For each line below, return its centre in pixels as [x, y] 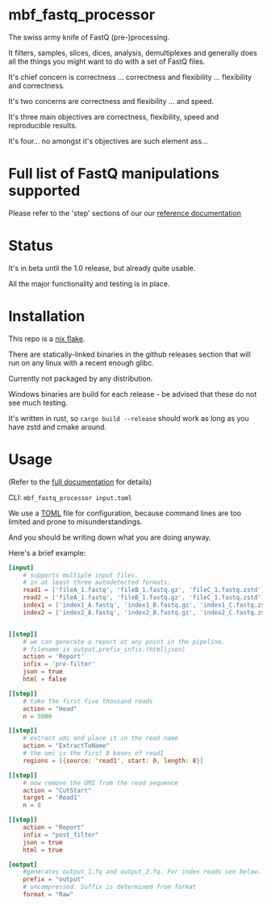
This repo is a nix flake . [47, 338]
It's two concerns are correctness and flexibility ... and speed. [111, 101]
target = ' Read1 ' [52, 798]
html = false [45, 679]
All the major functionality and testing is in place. [89, 283]
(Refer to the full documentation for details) [80, 482]
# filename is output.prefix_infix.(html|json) [104, 649]
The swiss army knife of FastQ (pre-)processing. [89, 37]
